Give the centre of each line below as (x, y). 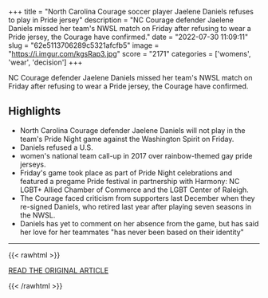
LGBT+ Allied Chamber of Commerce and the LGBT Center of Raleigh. (134, 190)
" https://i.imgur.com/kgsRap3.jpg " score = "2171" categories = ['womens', (130, 54)
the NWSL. (37, 215)
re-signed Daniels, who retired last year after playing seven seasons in (136, 206)
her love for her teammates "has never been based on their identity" (132, 232)
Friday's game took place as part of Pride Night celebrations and (126, 173)
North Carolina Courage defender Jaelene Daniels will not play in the (132, 130)
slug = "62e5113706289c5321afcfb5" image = (84, 45)
